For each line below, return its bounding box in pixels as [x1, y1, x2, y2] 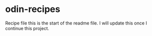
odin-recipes [5, 3, 60, 15]
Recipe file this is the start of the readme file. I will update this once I [5, 20, 147, 26]
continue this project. [5, 25, 49, 31]
